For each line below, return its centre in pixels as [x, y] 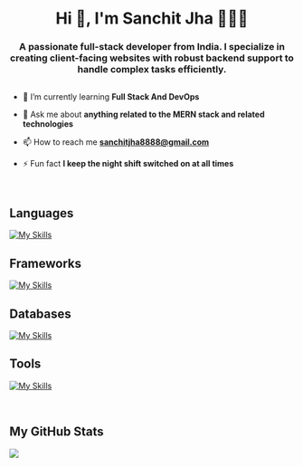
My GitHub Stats [57, 432]
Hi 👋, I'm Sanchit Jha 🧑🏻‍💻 [152, 19]
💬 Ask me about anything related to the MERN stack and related [143, 114]
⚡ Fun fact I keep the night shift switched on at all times [128, 164]
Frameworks [46, 263]
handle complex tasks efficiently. [152, 70]
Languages [42, 213]
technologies [48, 124]
